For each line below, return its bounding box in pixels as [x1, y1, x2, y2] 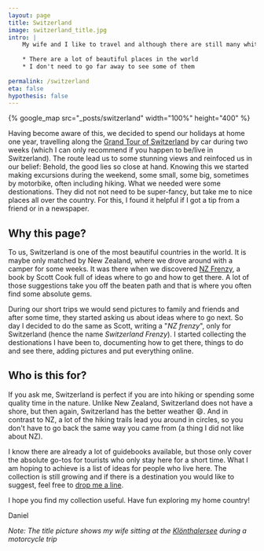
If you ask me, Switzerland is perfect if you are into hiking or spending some [8, 390, 255, 399]
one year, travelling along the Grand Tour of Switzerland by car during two [8, 137, 248, 146]
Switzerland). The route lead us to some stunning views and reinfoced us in [8, 154, 253, 163]
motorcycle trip [8, 534, 57, 543]
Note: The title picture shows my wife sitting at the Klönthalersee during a [8, 526, 247, 535]
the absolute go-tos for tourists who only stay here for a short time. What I [8, 455, 249, 465]
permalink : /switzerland [8, 77, 90, 85]
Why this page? [8, 226, 86, 240]
